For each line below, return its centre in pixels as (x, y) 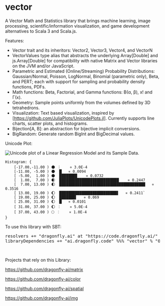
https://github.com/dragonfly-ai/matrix (44, 269)
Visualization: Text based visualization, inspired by (63, 113)
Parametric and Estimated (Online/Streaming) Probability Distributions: (83, 71)
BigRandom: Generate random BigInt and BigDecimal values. (73, 134)
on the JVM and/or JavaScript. (43, 66)
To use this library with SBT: (33, 227)
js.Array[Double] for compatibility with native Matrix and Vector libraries (85, 61)
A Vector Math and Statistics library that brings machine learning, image (78, 21)
